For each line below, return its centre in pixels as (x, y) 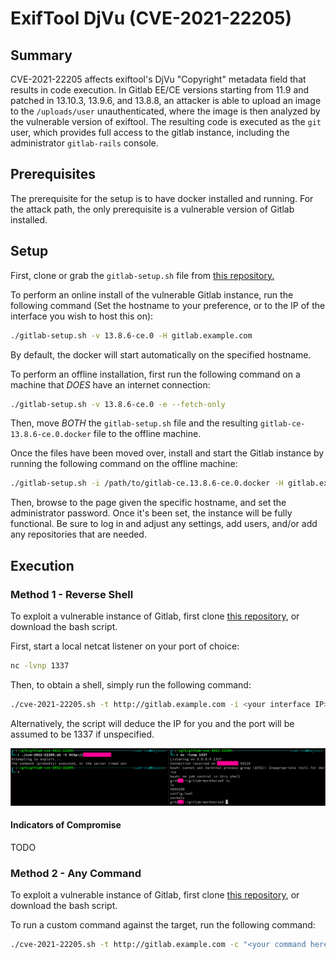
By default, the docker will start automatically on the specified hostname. (161, 354)
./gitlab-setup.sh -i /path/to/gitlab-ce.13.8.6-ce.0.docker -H (147, 483)
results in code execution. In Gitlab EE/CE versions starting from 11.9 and (160, 90)
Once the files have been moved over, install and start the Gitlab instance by (167, 453)
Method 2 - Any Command (76, 873)
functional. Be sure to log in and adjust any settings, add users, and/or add (164, 524)
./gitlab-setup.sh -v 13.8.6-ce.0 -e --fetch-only (118, 404)
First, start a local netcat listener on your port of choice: (125, 646)
